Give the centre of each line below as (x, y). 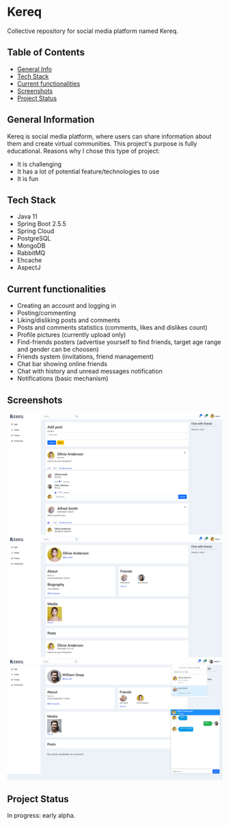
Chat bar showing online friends (62, 364)
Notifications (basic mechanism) (63, 378)
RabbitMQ (31, 253)
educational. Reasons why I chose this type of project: (84, 151)
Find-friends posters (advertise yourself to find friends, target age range (119, 342)
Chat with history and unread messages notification (90, 372)
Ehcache (29, 260)
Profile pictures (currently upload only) (71, 335)
